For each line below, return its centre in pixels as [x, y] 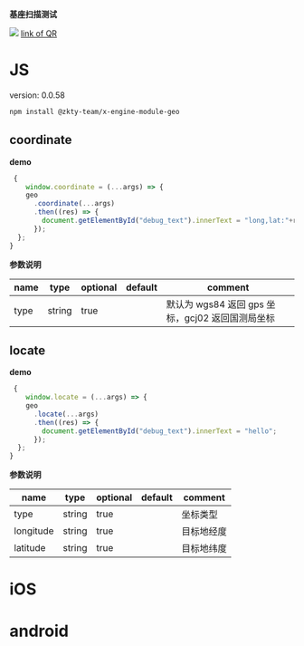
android [39, 631]
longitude [34, 531]
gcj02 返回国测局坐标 [230, 318]
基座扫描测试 [33, 14]
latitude [30, 548]
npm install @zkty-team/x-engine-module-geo [95, 111]
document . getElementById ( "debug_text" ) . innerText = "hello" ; [160, 431]
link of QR [38, 34]
